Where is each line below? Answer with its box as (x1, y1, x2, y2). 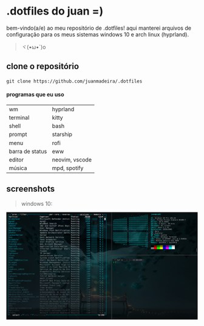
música (8, 165, 27, 172)
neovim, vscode (52, 156, 92, 163)
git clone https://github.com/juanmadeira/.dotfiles (6, 78, 143, 84)
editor (8, 156, 24, 163)
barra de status (8, 148, 47, 155)
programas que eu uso (6, 91, 65, 98)
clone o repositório (6, 61, 80, 72)
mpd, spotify (52, 165, 84, 172)
